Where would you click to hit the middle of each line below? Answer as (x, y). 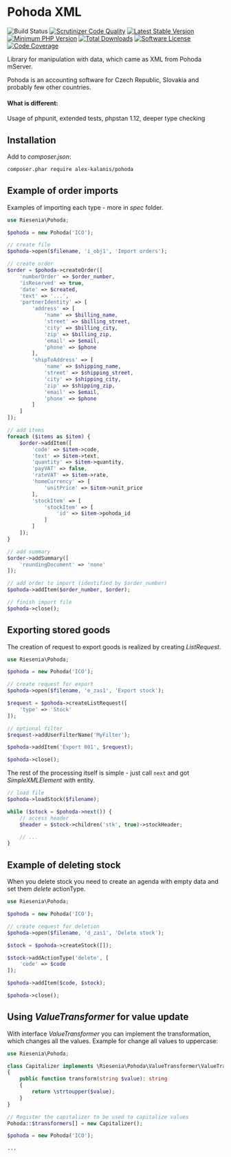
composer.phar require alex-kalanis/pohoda (70, 169)
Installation (32, 140)
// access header (44, 818)
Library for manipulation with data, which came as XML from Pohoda (104, 59)
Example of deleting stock (64, 865)
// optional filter (35, 729)
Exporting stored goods (59, 630)
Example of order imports (63, 191)
